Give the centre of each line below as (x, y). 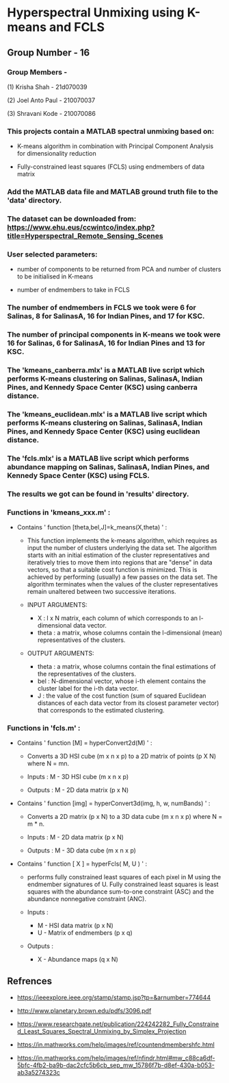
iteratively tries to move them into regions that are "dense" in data (120, 562)
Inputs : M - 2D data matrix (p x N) (76, 837)
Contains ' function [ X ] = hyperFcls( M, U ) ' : (82, 864)
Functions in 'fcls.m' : (44, 728)
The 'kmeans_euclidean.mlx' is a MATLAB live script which (107, 414)
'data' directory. (35, 200)
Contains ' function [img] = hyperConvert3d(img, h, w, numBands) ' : (113, 803)
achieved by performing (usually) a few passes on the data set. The (122, 577)
